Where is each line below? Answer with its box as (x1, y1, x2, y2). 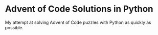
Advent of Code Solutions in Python (5, 3, 154, 15)
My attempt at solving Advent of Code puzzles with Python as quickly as (5, 19, 152, 25)
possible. (5, 24, 23, 30)
